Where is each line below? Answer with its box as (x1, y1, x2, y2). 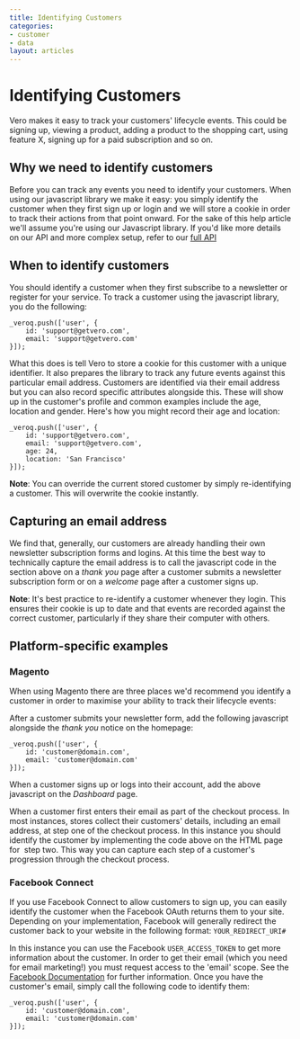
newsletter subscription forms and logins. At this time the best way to (9, 547, 266, 558)
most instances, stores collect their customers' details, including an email (9, 816, 281, 827)
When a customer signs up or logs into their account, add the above (9, 779, 261, 790)
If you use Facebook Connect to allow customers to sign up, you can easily (9, 897, 287, 908)
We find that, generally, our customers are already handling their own (9, 537, 266, 549)
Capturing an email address (9, 514, 168, 529)
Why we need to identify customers (9, 160, 214, 175)
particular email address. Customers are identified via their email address (9, 377, 280, 388)
